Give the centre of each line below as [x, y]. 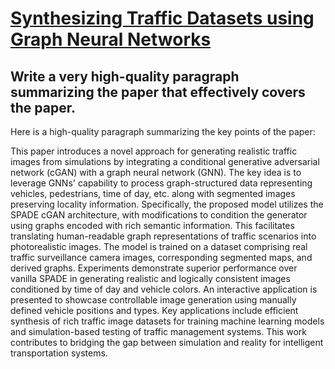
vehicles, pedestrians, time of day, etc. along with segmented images [153, 193]
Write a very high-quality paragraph [125, 76]
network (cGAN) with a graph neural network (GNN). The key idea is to [156, 172]
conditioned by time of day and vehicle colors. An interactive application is [164, 289]
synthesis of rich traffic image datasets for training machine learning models [167, 321]
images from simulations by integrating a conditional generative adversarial [165, 161]
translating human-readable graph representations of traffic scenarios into [163, 236]
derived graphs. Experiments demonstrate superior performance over [154, 268]
